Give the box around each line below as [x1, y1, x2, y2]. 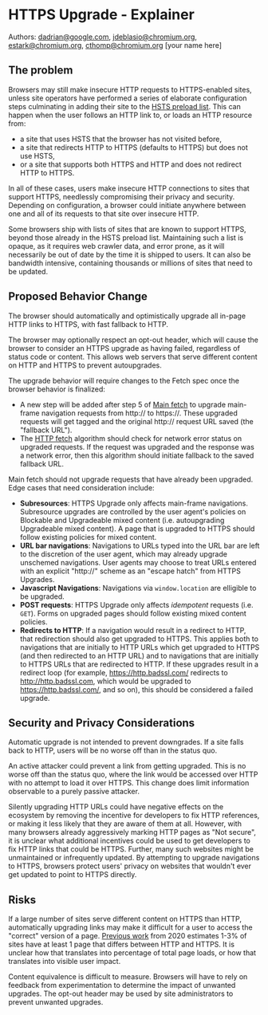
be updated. [8, 266, 49, 276]
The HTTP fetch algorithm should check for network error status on [19, 433, 242, 443]
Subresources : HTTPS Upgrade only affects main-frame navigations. [19, 498, 249, 508]
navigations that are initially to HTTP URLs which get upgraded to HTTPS [19, 642, 260, 651]
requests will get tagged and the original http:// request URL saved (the [19, 416, 254, 426]
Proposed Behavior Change [8, 289, 148, 304]
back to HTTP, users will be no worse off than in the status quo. [8, 746, 218, 755]
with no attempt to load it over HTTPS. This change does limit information [8, 778, 250, 788]
